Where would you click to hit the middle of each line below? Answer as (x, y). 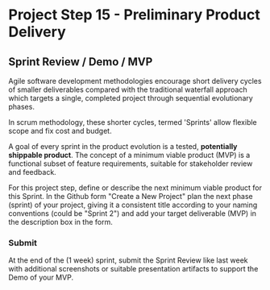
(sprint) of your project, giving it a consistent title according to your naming (133, 205)
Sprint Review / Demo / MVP (81, 62)
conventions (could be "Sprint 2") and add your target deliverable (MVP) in (132, 213)
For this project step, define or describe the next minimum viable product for (135, 188)
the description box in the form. (60, 222)
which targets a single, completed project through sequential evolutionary (131, 98)
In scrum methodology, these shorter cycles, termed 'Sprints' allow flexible (133, 122)
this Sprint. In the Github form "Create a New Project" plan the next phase (131, 196)
